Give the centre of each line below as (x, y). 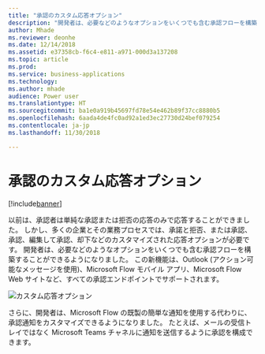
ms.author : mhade (37, 89)
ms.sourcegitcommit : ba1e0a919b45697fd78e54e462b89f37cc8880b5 (114, 111)
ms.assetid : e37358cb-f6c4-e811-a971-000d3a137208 (93, 52)
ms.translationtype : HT (47, 103)
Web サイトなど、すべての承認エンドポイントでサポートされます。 (116, 279)
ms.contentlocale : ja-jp (49, 125)
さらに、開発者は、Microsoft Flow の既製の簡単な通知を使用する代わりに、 (130, 312)
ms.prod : (22, 67)
